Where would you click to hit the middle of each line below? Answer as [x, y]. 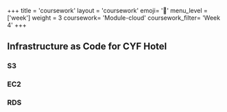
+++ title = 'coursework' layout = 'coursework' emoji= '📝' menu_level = [107, 11]
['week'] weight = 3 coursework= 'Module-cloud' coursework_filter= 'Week [114, 18]
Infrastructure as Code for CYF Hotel [87, 47]
